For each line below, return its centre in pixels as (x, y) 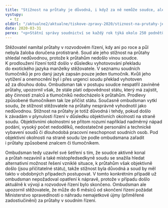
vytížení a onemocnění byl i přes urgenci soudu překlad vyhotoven (74, 79)
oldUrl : (13, 24)
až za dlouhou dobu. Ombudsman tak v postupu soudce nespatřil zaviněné (82, 84)
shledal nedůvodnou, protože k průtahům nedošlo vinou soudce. (72, 58)
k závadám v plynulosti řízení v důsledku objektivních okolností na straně (80, 116)
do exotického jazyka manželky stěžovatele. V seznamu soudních (73, 68)
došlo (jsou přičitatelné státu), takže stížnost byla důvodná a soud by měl (80, 168)
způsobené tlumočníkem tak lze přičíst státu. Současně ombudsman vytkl (81, 100)
